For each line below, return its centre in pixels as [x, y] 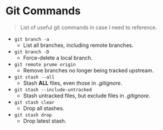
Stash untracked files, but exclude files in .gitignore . [87, 96]
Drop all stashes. [44, 108]
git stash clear [34, 102]
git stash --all [34, 77]
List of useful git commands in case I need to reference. [89, 27]
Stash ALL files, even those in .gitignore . [73, 83]
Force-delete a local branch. [58, 58]
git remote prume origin [45, 64]
